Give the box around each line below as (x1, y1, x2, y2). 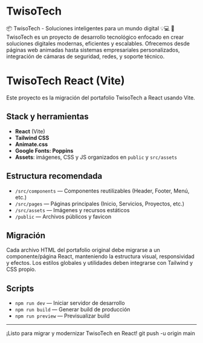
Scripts (6, 283, 34, 293)
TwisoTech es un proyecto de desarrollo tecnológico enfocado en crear (6, 33, 184, 41)
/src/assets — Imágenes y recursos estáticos (14, 206, 130, 213)
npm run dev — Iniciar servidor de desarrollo (14, 299, 125, 307)
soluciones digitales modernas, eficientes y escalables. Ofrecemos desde (6, 39, 190, 47)
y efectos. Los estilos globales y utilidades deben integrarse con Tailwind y (6, 259, 193, 267)
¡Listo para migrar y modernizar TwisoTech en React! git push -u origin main (6, 330, 195, 337)
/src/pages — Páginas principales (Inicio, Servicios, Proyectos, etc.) (14, 200, 185, 207)
